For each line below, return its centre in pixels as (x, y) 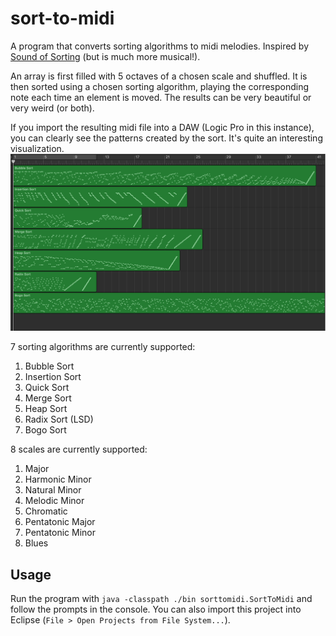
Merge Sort (48, 398)
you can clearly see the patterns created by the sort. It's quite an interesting (166, 138)
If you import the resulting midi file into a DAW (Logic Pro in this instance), (162, 127)
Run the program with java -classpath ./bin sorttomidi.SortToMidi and (161, 599)
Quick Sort (47, 388)
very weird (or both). (52, 108)
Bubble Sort (49, 366)
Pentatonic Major (60, 522)
